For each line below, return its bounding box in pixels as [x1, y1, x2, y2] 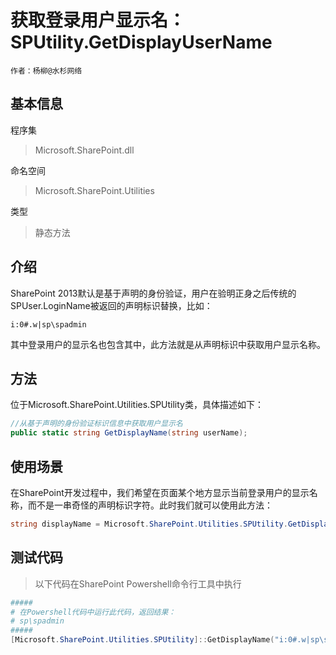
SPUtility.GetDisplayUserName [10, 31, 273, 54]
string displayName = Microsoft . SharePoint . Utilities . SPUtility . [10, 519, 288, 529]
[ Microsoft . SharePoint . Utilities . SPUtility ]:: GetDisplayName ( [10, 635, 275, 645]
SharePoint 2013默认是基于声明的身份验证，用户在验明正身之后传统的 [10, 287, 297, 299]
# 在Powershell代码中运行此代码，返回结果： [10, 607, 177, 617]
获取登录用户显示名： [10, 9, 187, 32]
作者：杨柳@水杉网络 [10, 66, 83, 76]
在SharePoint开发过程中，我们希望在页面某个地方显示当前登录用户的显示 [10, 486, 310, 498]
